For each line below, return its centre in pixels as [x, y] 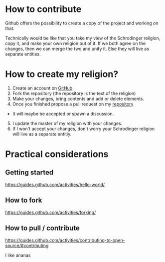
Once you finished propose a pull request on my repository [73, 104]
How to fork [24, 200]
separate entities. [23, 54]
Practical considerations [57, 154]
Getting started [29, 173]
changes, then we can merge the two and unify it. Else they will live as [77, 48]
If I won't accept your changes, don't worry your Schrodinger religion [83, 128]
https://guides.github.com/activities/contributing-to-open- [65, 240]
